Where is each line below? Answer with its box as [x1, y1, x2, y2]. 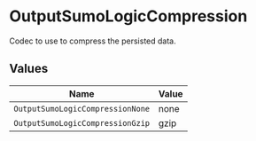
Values [9, 61, 49, 76]
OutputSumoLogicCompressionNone [13, 104, 151, 114]
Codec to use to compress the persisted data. [9, 35, 176, 46]
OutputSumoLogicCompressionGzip [13, 118, 151, 128]
